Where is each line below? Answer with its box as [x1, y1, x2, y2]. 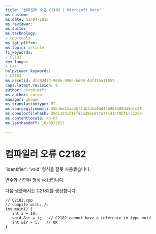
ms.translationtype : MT [5, 102, 56, 107]
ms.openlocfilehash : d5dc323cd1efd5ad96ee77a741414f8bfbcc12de [5, 111, 142, 116]
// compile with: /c [5, 202, 49, 207]
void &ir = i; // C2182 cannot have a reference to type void [12, 215, 151, 220]
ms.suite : [5, 26, 26, 31]
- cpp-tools [5, 36, 30, 41]
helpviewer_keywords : [5, 69, 51, 74]
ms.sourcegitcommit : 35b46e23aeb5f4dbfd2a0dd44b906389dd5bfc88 [5, 106, 142, 111]
